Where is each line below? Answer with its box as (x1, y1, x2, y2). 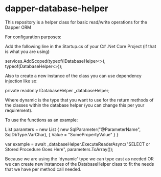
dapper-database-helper (5, 3, 109, 14)
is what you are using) (5, 49, 50, 54)
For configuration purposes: (5, 34, 62, 40)
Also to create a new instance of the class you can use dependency (5, 73, 142, 78)
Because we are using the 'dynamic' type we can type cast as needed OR (5, 155, 154, 162)
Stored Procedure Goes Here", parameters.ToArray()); (5, 146, 114, 152)
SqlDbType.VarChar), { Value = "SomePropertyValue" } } (5, 131, 119, 137)
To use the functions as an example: (5, 117, 78, 123)
